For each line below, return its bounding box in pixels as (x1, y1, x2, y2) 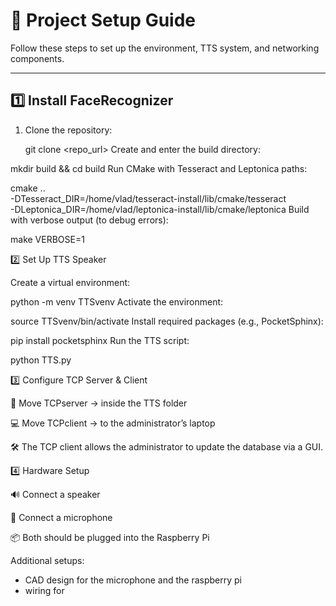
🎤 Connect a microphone (10, 511, 113, 523)
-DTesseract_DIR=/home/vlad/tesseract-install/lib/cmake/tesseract (10, 192, 287, 204)
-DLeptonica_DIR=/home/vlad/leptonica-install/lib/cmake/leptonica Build (10, 203, 310, 215)
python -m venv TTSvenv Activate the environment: (10, 295, 224, 308)
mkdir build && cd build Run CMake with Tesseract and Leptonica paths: (10, 162, 308, 174)
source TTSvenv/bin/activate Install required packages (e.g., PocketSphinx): (10, 315, 324, 327)
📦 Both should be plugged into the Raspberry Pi (10, 531, 210, 543)
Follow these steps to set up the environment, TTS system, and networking (10, 42, 320, 54)
